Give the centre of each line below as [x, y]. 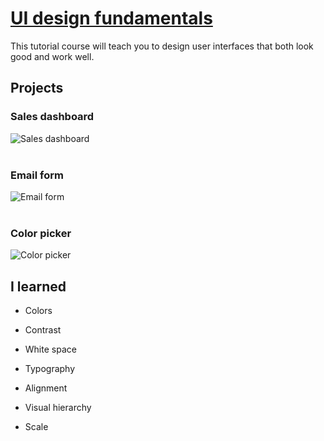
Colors [38, 311]
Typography [50, 369]
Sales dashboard [52, 117]
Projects [37, 88]
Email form [37, 175]
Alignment [46, 388]
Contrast [43, 330]
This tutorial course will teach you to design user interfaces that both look [162, 46]
